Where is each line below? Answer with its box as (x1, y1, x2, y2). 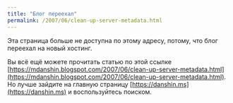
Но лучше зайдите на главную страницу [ (7, 80, 133, 88)
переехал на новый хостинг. (7, 44, 92, 52)
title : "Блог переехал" (7, 10, 78, 18)
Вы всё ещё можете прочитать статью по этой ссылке (7, 57, 172, 66)
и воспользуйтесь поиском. (68, 87, 152, 96)
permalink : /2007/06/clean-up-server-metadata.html (7, 17, 162, 24)
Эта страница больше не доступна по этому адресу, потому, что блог (7, 36, 219, 44)
